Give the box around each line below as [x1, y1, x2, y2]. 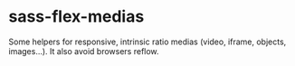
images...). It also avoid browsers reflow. [8, 45, 159, 56]
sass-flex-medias [8, 6, 145, 27]
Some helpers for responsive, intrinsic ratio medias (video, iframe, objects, [8, 36, 287, 47]
